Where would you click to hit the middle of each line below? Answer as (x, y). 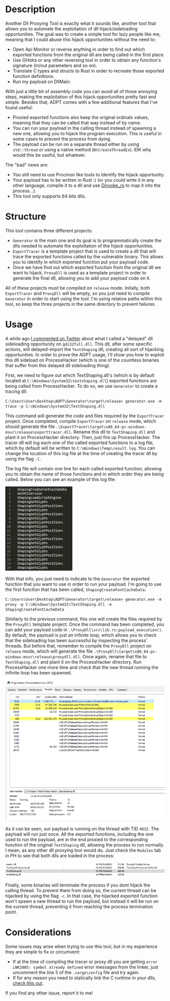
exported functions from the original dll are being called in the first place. (89, 55)
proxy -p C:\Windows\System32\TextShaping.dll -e (59, 604)
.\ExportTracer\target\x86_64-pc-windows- (101, 427)
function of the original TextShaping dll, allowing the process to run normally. (85, 845)
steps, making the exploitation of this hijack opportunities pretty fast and (81, 97)
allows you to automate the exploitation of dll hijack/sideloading (72, 28)
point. (11, 912)
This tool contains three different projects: (49, 230)
